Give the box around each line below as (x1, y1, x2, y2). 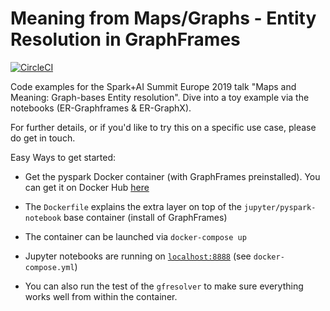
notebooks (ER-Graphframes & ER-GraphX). (10, 102, 192, 114)
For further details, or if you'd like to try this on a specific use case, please (10, 121, 317, 133)
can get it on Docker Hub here (24, 181, 150, 193)
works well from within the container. (24, 290, 178, 302)
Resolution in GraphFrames (10, 28, 241, 51)
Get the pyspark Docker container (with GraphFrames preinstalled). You (24, 170, 321, 182)
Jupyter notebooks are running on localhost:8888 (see (24, 250, 252, 262)
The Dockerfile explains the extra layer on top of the (24, 200, 242, 212)
